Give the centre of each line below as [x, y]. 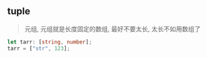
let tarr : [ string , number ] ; [50, 42]
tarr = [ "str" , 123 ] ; [39, 48]
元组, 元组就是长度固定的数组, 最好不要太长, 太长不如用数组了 [112, 29]
